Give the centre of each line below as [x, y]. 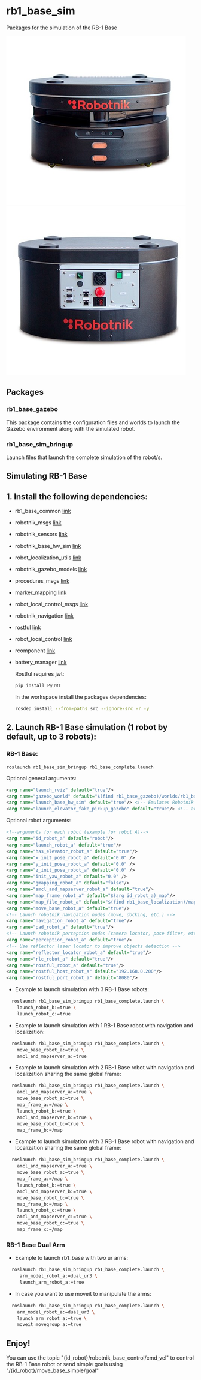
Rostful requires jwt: [39, 674]
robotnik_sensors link [41, 534]
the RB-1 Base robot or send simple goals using [65, 1364]
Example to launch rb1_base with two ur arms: [71, 1258]
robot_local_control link [43, 639]
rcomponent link [35, 651]
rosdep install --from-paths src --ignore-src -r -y [82, 709]
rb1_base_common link [43, 511]
